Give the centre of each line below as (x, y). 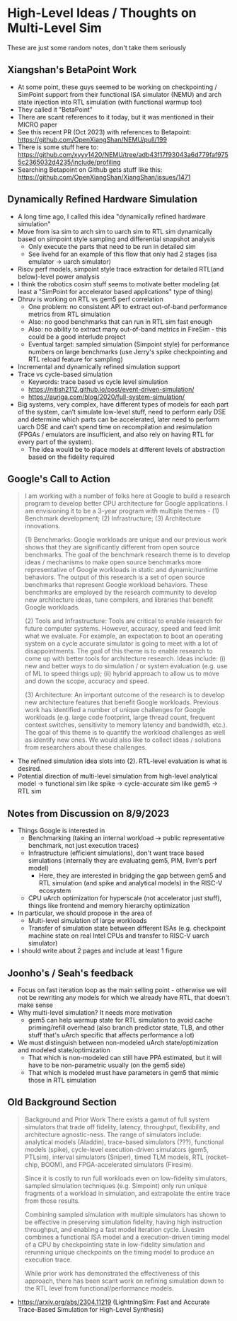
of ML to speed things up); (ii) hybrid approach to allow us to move (122, 674)
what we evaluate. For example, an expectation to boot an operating (124, 636)
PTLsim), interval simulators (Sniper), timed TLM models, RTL (114, 1157)
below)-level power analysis (59, 277)
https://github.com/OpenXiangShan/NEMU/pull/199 (92, 139)
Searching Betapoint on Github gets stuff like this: (90, 169)
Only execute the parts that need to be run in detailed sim (112, 246)
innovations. (42, 526)
